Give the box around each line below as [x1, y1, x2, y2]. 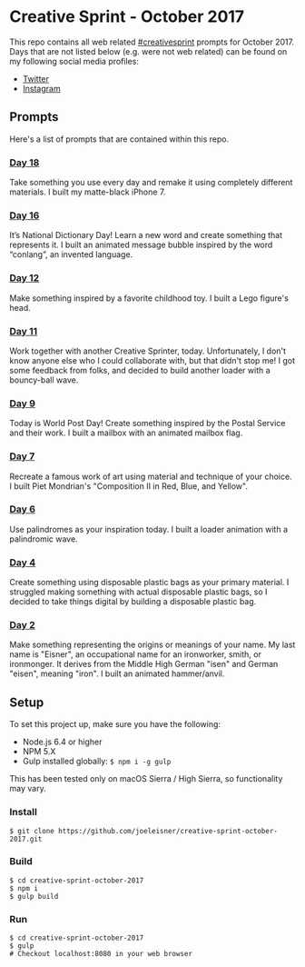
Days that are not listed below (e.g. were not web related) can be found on [9, 45, 288, 56]
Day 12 [9, 272, 40, 284]
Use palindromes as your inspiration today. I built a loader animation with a [9, 523, 289, 534]
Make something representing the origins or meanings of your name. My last [9, 639, 296, 651]
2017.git [9, 834, 43, 843]
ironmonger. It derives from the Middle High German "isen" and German [9, 659, 279, 670]
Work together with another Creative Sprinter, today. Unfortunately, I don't [9, 345, 287, 356]
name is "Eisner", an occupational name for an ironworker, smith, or [9, 649, 261, 660]
